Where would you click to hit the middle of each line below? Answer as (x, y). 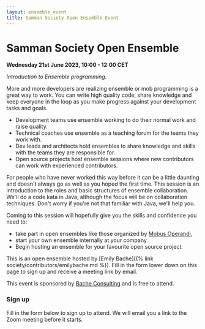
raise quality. (31, 127)
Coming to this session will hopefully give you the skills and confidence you (102, 216)
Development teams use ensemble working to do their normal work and (105, 120)
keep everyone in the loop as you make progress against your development (101, 102)
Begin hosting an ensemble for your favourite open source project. (99, 247)
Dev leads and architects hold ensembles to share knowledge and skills (105, 146)
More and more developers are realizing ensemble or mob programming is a (102, 89)
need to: (17, 222)
